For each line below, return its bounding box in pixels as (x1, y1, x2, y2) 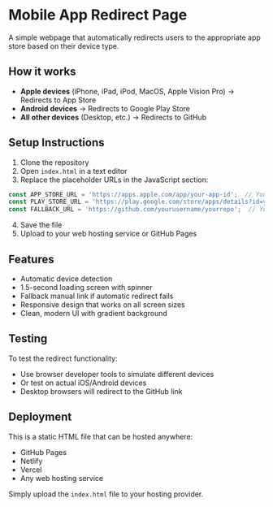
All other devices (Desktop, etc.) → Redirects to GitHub (19, 112, 207, 122)
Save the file (19, 220, 63, 230)
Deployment (8, 410, 72, 424)
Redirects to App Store (19, 95, 97, 105)
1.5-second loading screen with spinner (19, 283, 153, 292)
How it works (8, 65, 76, 79)
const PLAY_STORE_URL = (8, 197, 89, 206)
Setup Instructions (8, 136, 105, 149)
